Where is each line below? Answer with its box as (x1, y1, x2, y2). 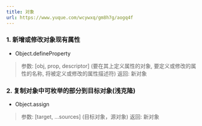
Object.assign (14, 101, 50, 108)
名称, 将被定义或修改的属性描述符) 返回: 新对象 (31, 70, 147, 77)
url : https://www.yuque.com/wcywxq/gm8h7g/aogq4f (6, 15, 134, 21)
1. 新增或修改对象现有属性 (6, 36, 80, 44)
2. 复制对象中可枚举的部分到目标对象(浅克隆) (6, 86, 136, 94)
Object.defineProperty (14, 50, 71, 57)
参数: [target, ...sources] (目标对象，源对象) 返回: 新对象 (21, 113, 160, 121)
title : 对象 (6, 8, 34, 15)
